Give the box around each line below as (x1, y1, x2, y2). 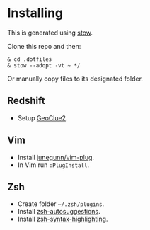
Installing (7, 5, 64, 21)
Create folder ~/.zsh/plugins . (17, 200, 105, 208)
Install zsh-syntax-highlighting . (17, 214, 108, 224)
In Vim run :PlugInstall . (17, 161, 90, 169)
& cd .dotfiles (7, 55, 52, 63)
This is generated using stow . (7, 28, 93, 37)
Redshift (7, 95, 46, 107)
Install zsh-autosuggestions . (17, 207, 100, 216)
